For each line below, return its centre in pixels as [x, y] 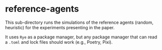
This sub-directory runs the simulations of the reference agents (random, [79, 22]
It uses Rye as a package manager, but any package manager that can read [81, 37]
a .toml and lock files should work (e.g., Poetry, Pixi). [59, 42]
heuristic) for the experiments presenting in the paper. [60, 27]
